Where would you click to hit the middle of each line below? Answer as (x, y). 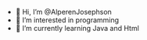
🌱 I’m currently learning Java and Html (77, 28)
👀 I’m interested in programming (67, 20)
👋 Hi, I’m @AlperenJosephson (63, 12)
